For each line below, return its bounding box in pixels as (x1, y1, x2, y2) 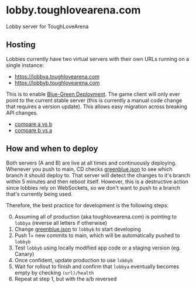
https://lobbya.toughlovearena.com (14, 73, 99, 80)
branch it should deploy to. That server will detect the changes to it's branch (6, 172, 190, 179)
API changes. (6, 109, 38, 116)
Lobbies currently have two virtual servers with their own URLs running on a (6, 55, 190, 62)
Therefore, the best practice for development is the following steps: (6, 201, 169, 208)
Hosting (6, 40, 36, 50)
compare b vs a (14, 126, 53, 133)
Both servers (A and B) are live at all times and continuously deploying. (6, 159, 177, 166)
